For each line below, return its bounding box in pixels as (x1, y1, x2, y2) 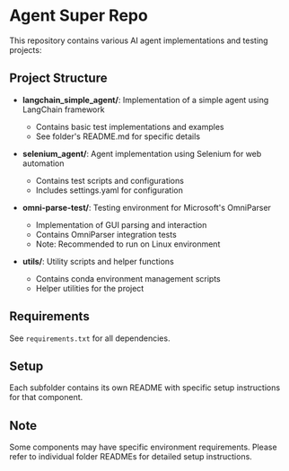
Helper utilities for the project (35, 283, 144, 293)
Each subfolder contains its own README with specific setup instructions (9, 382, 281, 393)
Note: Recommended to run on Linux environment (35, 239, 221, 249)
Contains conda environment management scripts (35, 273, 222, 283)
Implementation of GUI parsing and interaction (35, 219, 207, 230)
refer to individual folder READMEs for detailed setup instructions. (9, 451, 253, 462)
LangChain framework (22, 104, 105, 115)
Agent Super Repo (9, 5, 148, 26)
